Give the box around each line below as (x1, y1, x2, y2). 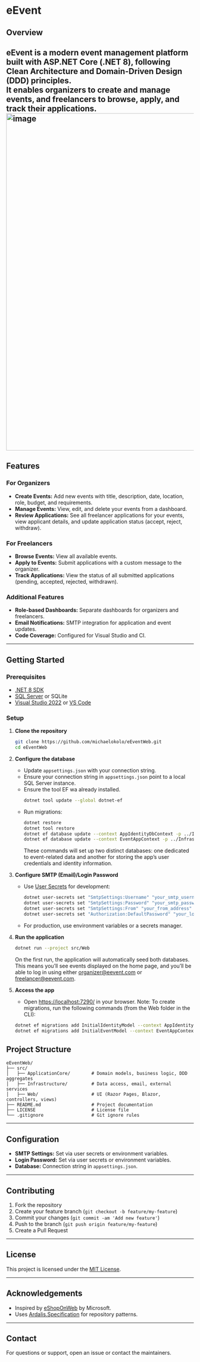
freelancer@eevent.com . (14, 975, 76, 982)
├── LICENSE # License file (6, 1107, 129, 1113)
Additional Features (6, 593, 64, 601)
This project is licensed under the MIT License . (6, 1265, 121, 1272)
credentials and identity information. (23, 860, 113, 867)
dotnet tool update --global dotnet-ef (23, 797, 123, 803)
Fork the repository (14, 1201, 62, 1209)
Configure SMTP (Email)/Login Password (14, 871, 118, 879)
